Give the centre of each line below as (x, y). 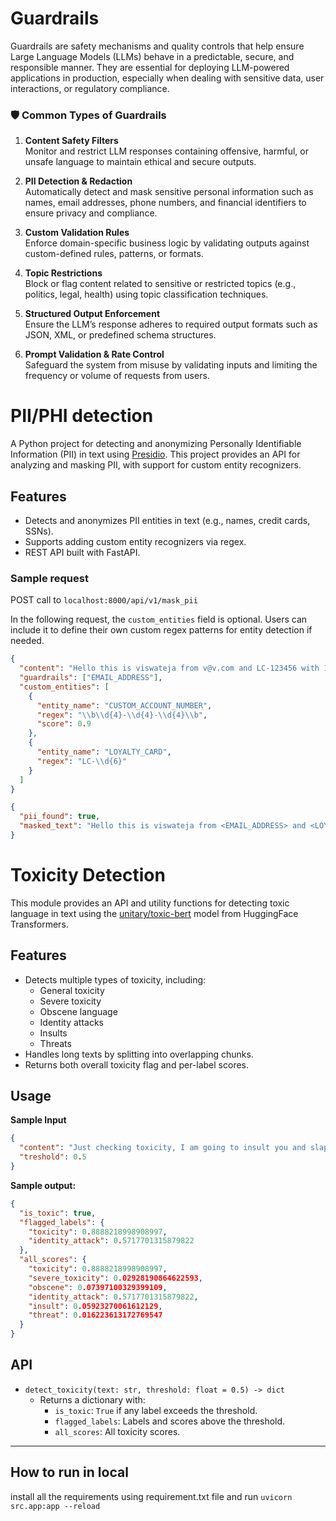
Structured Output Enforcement (92, 314)
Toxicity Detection (88, 875)
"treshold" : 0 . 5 (53, 1157)
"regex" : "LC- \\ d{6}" (82, 761)
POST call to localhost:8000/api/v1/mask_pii (104, 600)
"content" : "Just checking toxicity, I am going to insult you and (163, 1148)
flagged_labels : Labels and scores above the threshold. (170, 1421)
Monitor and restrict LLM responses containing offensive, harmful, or (166, 151)
